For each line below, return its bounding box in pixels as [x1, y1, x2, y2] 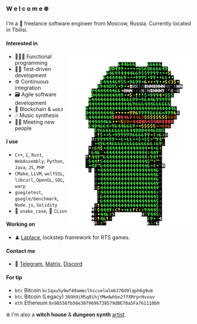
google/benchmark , [14, 195, 59, 202]
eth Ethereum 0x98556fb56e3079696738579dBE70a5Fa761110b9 [14, 299, 160, 306]
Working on [6, 221, 35, 228]
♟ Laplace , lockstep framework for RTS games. [14, 233, 131, 241]
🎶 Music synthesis [14, 112, 59, 119]
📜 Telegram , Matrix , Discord [14, 260, 82, 268]
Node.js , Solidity [14, 201, 58, 208]
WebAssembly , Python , [14, 157, 65, 164]
